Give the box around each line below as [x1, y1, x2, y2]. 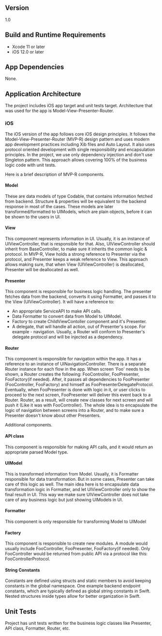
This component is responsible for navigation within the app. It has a [5, 356, 141, 362]
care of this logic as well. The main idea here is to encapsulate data [5, 481, 139, 487]
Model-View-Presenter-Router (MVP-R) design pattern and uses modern [5, 136, 150, 142]
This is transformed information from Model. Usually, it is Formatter [5, 471, 139, 477]
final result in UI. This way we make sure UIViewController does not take [5, 491, 149, 497]
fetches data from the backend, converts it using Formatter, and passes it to [5, 294, 156, 300]
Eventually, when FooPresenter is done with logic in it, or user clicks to [5, 387, 146, 392]
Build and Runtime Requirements [5, 31, 106, 39]
